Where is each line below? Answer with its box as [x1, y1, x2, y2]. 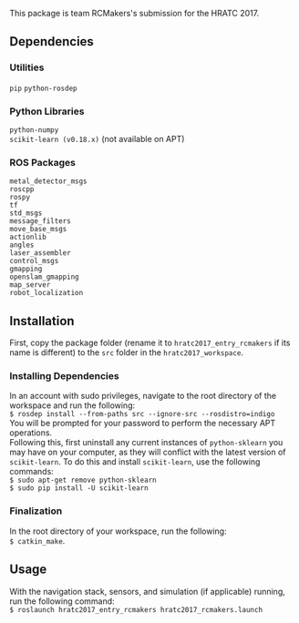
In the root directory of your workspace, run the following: [9, 526, 227, 536]
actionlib [9, 232, 47, 242]
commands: [9, 466, 55, 477]
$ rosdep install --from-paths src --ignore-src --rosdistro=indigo [9, 410, 275, 419]
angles [9, 240, 35, 250]
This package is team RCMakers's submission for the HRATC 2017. [9, 8, 260, 18]
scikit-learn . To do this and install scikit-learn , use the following [9, 456, 261, 467]
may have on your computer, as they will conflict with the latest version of [9, 446, 286, 458]
